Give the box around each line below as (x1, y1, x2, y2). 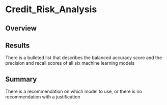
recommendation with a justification (5, 94, 80, 100)
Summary (5, 75, 37, 84)
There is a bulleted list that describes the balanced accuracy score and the (5, 55, 162, 61)
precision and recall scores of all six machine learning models (5, 60, 135, 66)
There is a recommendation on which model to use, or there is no (5, 88, 143, 95)
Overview (5, 24, 37, 33)
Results (5, 41, 30, 49)
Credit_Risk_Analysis (5, 4, 97, 15)
